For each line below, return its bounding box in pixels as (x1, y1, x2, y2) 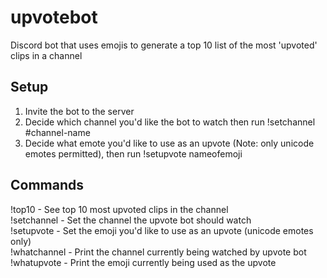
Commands (10, 177, 85, 194)
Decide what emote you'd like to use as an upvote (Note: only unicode (24, 137, 315, 149)
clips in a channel (10, 49, 83, 61)
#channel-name (24, 126, 91, 138)
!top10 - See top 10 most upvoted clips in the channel (10, 203, 229, 215)
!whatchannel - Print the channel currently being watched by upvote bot (10, 246, 307, 258)
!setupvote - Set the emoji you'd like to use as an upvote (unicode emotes (10, 224, 314, 236)
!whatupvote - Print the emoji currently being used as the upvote (10, 256, 277, 268)
